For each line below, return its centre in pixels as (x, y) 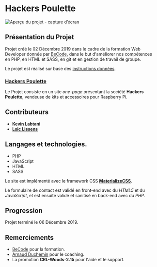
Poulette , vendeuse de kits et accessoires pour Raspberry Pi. (66, 97)
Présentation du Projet (39, 37)
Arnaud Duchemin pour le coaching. (48, 254)
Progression (24, 211)
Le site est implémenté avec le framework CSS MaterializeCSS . (69, 181)
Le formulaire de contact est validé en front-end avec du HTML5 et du (75, 190)
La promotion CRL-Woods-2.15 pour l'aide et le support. (68, 260)
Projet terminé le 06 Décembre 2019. (42, 222)
